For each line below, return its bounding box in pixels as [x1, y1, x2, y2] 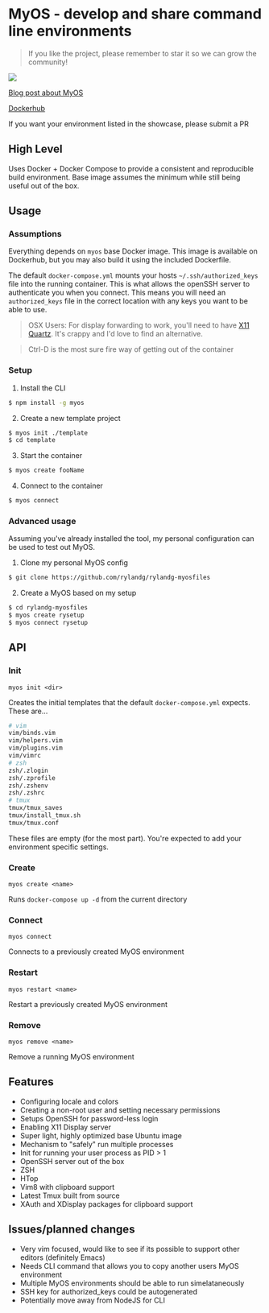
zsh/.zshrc [8, 789, 45, 797]
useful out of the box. [8, 180, 80, 190]
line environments [8, 22, 132, 40]
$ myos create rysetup [8, 611, 85, 620]
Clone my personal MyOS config [19, 558, 129, 568]
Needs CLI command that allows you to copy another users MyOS [19, 1261, 239, 1270]
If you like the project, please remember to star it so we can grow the [27, 48, 257, 58]
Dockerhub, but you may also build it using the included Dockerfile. [8, 255, 231, 265]
